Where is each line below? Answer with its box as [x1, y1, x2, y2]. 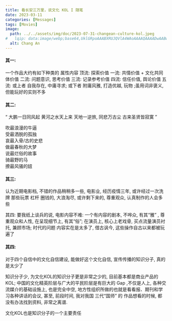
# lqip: [5, 36, 27, 41]
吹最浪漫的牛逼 [5, 125, 37, 131]
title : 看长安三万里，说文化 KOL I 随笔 [5, 7, 83, 13]
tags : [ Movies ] [5, 22, 38, 27]
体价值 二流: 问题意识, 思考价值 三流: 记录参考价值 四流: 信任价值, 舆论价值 [5, 76, 161, 82]
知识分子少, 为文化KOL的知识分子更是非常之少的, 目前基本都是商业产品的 [5, 273, 159, 280]
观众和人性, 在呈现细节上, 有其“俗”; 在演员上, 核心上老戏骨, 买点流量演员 [9, 218, 161, 224]
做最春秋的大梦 [5, 144, 37, 150]
